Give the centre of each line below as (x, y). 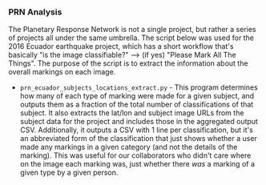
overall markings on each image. (62, 72)
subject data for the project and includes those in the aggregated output (139, 122)
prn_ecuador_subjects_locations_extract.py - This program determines (139, 87)
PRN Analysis (35, 12)
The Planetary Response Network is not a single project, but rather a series (132, 30)
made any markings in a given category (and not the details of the (129, 147)
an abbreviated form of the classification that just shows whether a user (139, 139)
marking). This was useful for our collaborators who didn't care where (135, 155)
